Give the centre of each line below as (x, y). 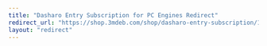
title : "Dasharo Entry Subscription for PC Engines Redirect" (113, 15)
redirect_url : (32, 23)
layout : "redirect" (41, 30)
